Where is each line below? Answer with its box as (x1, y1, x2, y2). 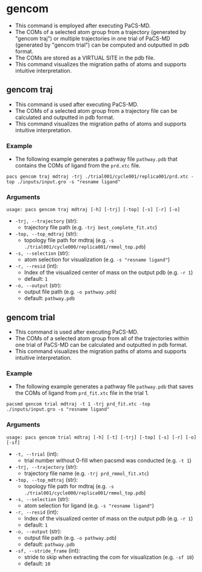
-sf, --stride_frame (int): (15, 547, 81, 554)
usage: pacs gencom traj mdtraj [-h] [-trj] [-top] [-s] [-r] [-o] (6, 207, 181, 213)
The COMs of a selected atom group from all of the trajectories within (15, 335, 189, 342)
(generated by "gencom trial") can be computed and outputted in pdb (15, 41, 189, 49)
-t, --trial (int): (15, 450, 59, 457)
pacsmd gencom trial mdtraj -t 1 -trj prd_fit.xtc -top (6, 401, 150, 408)
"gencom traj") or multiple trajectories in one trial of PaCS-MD (15, 35, 171, 42)
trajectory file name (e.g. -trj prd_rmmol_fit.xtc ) (24, 469, 149, 477)
